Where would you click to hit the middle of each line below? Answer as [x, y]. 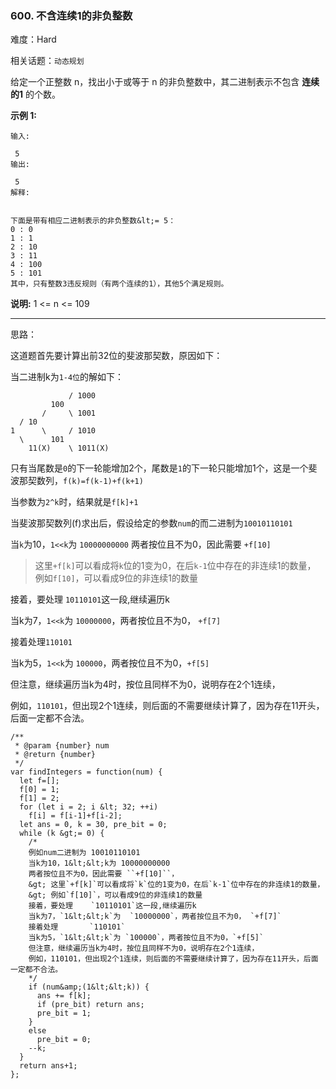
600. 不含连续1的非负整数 [71, 15]
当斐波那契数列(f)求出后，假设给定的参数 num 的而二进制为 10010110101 [151, 523]
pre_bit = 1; [64, 1013]
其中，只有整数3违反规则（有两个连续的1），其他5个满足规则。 [119, 284]
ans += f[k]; [64, 996]
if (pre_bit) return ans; [90, 1005]
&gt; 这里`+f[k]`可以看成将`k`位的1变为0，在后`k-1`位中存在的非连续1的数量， [176, 885]
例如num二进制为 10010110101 [84, 853]
